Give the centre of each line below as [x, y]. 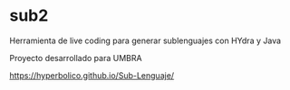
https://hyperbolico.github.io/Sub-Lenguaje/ [92, 75]
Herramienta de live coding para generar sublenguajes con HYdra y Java [145, 40]
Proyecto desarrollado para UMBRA [76, 58]
